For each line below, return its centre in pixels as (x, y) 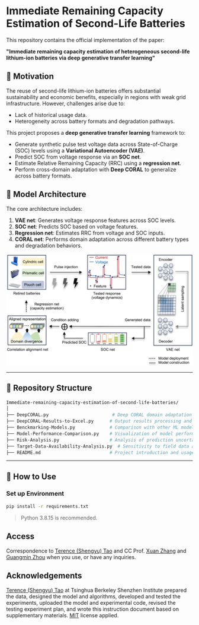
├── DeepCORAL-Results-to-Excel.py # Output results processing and (99, 421)
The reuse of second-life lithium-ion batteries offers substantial (84, 91)
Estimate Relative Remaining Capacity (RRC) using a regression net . (98, 163)
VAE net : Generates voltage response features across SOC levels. (95, 220)
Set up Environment (35, 493)
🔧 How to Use (31, 476)
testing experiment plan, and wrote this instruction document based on (93, 609)
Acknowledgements (44, 576)
